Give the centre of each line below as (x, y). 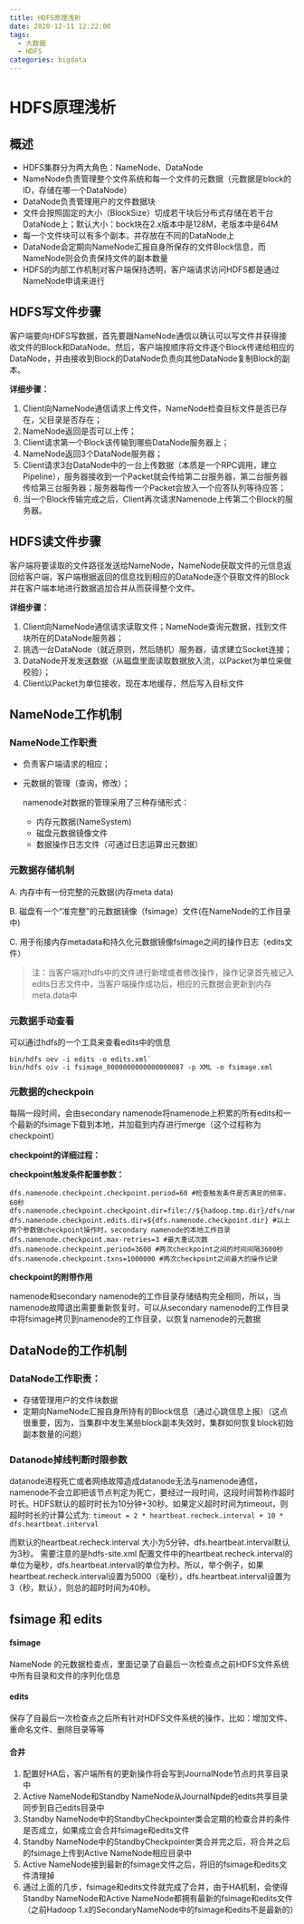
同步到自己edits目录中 (63, 1808)
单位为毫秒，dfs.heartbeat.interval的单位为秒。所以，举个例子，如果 (137, 1565)
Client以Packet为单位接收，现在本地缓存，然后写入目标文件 (133, 683)
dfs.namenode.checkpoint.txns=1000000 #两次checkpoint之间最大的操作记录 (144, 1259)
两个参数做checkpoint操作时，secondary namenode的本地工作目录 (120, 1230)
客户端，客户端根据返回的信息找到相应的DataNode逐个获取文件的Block (157, 576)
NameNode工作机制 (66, 714)
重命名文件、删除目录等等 (57, 1729)
